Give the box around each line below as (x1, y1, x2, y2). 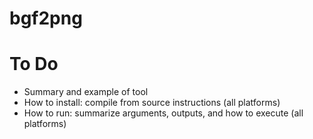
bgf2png (9, 7, 83, 30)
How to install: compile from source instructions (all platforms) (23, 97, 281, 109)
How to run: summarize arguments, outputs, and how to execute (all (23, 107, 304, 119)
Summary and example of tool (23, 86, 149, 98)
